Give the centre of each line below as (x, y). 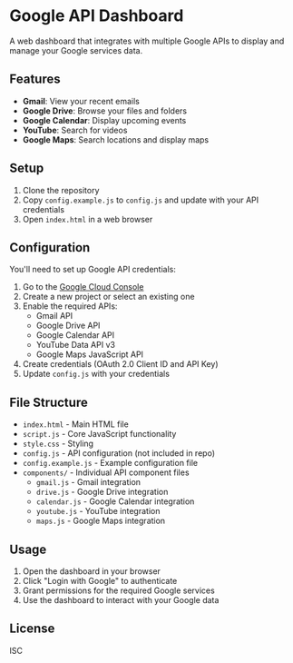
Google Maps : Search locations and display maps (116, 139)
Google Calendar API (75, 335)
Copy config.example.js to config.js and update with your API (141, 200)
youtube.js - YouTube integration (98, 511)
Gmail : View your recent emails (81, 101)
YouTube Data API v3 (76, 345)
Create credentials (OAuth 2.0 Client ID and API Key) (120, 364)
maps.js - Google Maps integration (101, 521)
